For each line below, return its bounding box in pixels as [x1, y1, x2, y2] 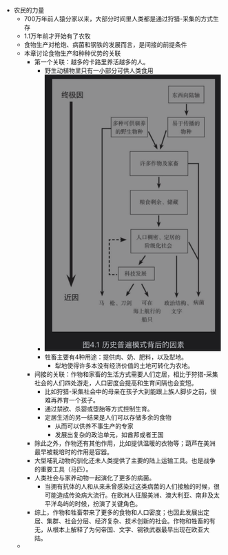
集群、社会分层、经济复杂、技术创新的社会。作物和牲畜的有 [46, 516, 216, 525]
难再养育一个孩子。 [44, 396, 100, 404]
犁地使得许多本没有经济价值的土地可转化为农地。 [54, 361, 194, 369]
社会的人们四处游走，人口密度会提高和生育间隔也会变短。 [34, 378, 198, 387]
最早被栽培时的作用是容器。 [34, 447, 114, 456]
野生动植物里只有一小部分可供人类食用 [44, 66, 154, 75]
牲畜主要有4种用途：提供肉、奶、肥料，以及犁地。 [44, 353, 188, 361]
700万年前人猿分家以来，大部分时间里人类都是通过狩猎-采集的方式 [23, 14, 214, 23]
